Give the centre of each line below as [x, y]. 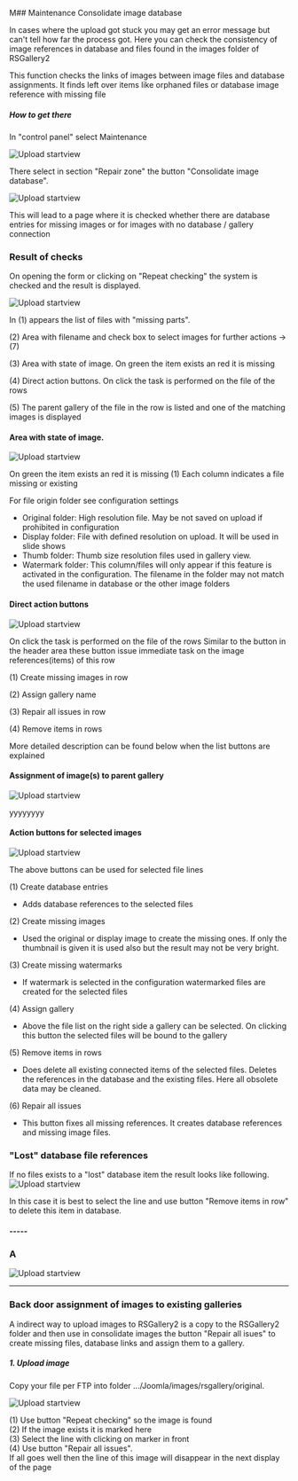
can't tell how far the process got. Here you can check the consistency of [143, 39]
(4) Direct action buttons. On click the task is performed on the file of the [142, 381]
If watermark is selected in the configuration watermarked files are [144, 983]
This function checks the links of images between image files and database [147, 75]
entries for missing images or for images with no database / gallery [132, 224]
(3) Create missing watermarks [66, 965]
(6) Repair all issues [45, 1106]
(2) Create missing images [57, 921]
